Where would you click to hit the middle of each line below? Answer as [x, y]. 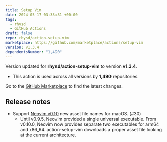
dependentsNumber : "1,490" [34, 52]
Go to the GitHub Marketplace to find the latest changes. [64, 86]
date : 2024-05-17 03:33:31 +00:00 [42, 15]
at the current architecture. [48, 135]
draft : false [19, 33]
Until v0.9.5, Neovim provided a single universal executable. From [88, 119]
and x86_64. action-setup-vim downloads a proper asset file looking [91, 130]
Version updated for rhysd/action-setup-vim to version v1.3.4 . [71, 66]
